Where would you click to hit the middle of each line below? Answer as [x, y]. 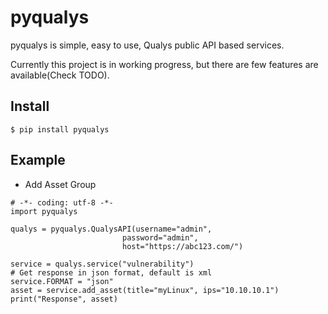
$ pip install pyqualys [60, 129]
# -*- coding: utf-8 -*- [62, 202]
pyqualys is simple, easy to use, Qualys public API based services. [147, 45]
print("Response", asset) [64, 299]
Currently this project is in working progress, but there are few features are [164, 64]
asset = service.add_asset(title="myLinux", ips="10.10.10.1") [145, 290]
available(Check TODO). [60, 75]
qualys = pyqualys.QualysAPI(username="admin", [111, 229]
